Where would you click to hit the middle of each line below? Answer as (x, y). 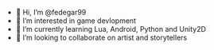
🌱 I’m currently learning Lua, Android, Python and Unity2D (111, 29)
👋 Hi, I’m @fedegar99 (51, 12)
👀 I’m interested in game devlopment (76, 21)
